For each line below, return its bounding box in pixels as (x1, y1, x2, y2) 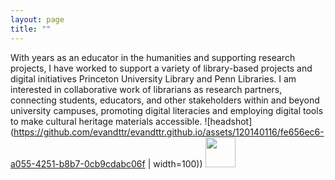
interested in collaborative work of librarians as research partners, (10, 83, 283, 95)
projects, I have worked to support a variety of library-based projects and (10, 62, 313, 74)
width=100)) (153, 157, 203, 170)
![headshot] (204, 115, 253, 127)
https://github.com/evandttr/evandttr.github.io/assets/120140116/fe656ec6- (13, 126, 325, 138)
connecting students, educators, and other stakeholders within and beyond (10, 94, 320, 106)
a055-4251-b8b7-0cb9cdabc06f (10, 157, 146, 170)
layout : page (10, 14, 65, 25)
